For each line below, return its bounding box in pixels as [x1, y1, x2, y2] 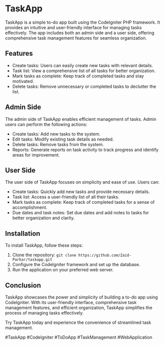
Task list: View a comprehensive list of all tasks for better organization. [12, 68, 156, 74]
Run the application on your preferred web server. [12, 267, 114, 273]
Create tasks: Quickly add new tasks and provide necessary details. [12, 189, 150, 195]
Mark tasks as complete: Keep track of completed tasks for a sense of [12, 199, 155, 205]
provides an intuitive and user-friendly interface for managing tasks [5, 24, 142, 30]
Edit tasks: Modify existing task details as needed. [12, 136, 114, 142]
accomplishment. [12, 204, 48, 210]
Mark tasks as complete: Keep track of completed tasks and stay [12, 73, 144, 79]
